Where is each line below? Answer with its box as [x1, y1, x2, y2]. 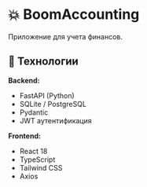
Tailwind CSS [19, 163, 63, 172]
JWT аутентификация [19, 115, 92, 125]
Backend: [8, 75, 40, 85]
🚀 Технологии [8, 55, 79, 68]
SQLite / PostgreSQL [19, 99, 86, 108]
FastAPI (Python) [19, 90, 75, 100]
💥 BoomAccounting [8, 5, 140, 24]
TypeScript [19, 155, 56, 164]
